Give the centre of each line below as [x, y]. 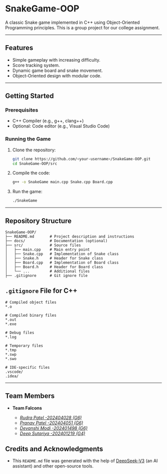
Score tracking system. [36, 65]
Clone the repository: [34, 150]
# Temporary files [24, 345]
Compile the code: [31, 173]
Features [19, 48]
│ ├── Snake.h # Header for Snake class [54, 259]
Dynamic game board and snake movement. [57, 70]
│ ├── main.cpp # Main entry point [48, 250]
